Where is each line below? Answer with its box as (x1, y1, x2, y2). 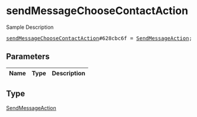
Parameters (6, 52, 50, 62)
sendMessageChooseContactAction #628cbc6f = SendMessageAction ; (6, 35, 192, 42)
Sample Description (6, 24, 54, 31)
